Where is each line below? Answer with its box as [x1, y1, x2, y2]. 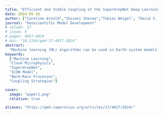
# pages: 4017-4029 [5, 34, 45, 39]
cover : [5, 87, 18, 92]
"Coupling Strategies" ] [9, 78, 57, 83]
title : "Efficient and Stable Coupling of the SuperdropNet [5, 7, 130, 12]
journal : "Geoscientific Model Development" [5, 20, 97, 26]
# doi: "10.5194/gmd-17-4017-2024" [5, 39, 77, 43]
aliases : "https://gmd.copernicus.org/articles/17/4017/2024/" [5, 105, 136, 110]
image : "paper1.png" [9, 92, 51, 97]
